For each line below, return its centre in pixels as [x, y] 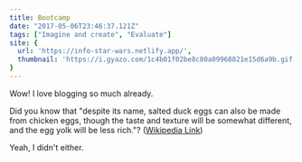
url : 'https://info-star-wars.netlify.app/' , [105, 51]
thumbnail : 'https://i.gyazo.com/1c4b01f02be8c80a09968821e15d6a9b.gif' [157, 59]
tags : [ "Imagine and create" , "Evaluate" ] [90, 34]
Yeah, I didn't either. [47, 147]
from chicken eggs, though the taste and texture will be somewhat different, [151, 120]
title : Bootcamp [40, 18]
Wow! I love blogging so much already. [81, 93]
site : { [24, 43]
